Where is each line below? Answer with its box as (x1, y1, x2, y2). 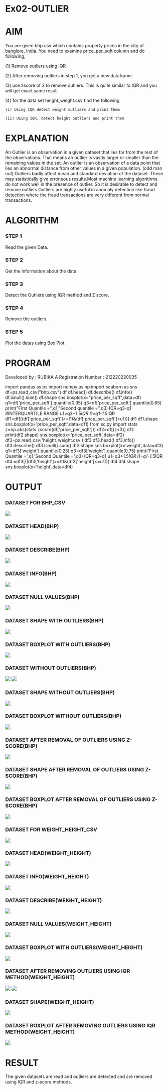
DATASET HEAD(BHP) (5, 523, 59, 530)
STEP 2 (5, 256, 24, 263)
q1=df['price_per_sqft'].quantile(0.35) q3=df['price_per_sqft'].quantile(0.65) (5, 399, 162, 405)
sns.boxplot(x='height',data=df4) (5, 464, 73, 470)
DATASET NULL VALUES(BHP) (5, 593, 80, 600)
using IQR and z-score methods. (5, 1079, 72, 1085)
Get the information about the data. (5, 268, 78, 274)
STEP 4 (5, 305, 24, 312)
